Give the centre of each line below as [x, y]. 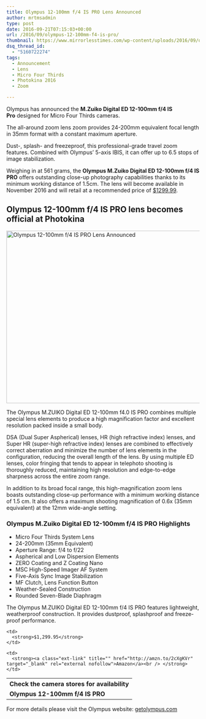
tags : [13, 58]
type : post [20, 23]
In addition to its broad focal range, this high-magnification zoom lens [94, 488]
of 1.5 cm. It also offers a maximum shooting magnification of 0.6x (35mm [99, 501]
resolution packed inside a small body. [55, 425]
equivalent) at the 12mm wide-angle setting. [62, 507]
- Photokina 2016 [34, 80]
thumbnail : [20, 40]
